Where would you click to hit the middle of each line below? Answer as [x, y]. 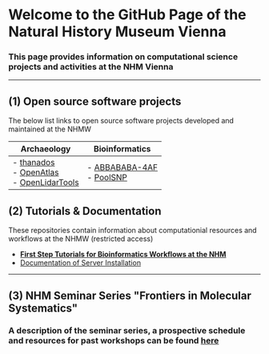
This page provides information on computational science [123, 57]
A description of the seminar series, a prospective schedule [127, 331]
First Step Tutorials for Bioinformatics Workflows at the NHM [123, 255]
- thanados [34, 163]
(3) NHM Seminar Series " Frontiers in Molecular [130, 295]
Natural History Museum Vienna [117, 32]
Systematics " [43, 308]
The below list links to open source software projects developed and [121, 121]
